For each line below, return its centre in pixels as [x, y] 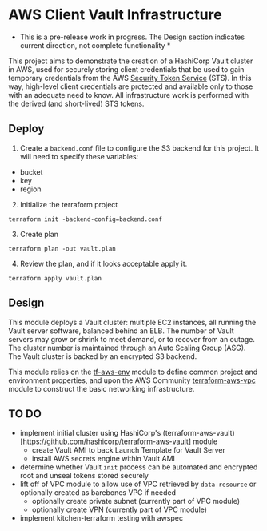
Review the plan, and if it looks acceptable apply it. [104, 263]
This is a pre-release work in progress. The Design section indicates [132, 37]
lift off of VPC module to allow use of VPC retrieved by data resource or [138, 484]
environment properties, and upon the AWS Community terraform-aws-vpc [132, 380]
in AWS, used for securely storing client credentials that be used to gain [126, 69]
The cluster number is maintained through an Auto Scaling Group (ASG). [127, 348]
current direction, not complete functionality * [95, 45]
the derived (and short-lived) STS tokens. [76, 103]
